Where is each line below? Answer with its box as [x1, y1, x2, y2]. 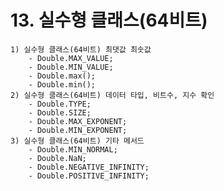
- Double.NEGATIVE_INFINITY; [28, 162, 150, 172]
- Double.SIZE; [28, 107, 92, 118]
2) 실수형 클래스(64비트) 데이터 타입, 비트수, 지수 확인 [10, 90, 215, 100]
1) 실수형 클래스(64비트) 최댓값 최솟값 [10, 44, 152, 55]
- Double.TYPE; [28, 99, 92, 109]
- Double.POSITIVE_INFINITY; [28, 171, 150, 181]
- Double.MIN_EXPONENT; [28, 125, 128, 135]
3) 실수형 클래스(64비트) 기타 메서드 [10, 136, 145, 146]
